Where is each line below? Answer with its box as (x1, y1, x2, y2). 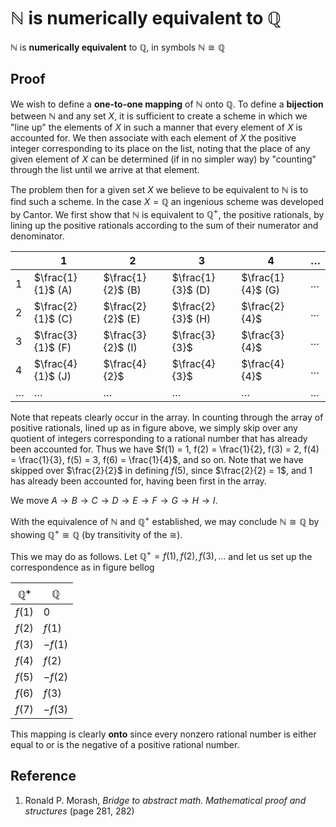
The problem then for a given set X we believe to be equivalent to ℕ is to (10, 183, 309, 195)
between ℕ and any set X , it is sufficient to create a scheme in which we (10, 110, 308, 122)
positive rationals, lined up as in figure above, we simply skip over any (10, 422, 298, 434)
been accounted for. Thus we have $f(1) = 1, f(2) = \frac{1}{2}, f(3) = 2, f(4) (10, 443, 320, 455)
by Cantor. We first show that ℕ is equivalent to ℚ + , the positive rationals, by (10, 206, 325, 220)
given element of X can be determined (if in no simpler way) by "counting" (10, 153, 317, 165)
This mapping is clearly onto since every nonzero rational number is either (10, 728, 317, 740)
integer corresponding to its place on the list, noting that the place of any (10, 142, 311, 154)
